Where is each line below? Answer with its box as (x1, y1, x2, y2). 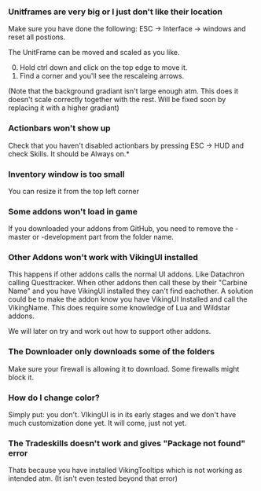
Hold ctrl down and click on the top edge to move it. (19, 63, 188, 72)
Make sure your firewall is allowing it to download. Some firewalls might (8, 364, 240, 373)
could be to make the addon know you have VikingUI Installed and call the (8, 295, 248, 304)
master (8, 233, 31, 242)
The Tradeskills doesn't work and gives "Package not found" (8, 438, 246, 449)
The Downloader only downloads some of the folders (8, 346, 215, 357)
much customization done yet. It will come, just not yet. (8, 419, 187, 428)
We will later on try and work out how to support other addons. (8, 327, 211, 336)
